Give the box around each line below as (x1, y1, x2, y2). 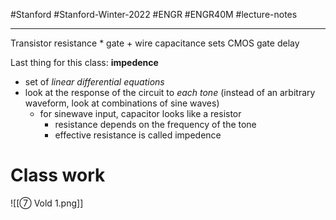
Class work (10, 164, 106, 187)
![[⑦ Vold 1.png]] (10, 197, 84, 209)
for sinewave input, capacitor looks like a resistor (39, 108, 242, 119)
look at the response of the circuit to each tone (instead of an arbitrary (24, 87, 316, 98)
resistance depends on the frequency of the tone (54, 119, 257, 130)
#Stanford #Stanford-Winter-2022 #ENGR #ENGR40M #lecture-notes (10, 9, 298, 20)
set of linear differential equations (24, 76, 165, 88)
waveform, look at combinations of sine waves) (24, 97, 220, 109)
